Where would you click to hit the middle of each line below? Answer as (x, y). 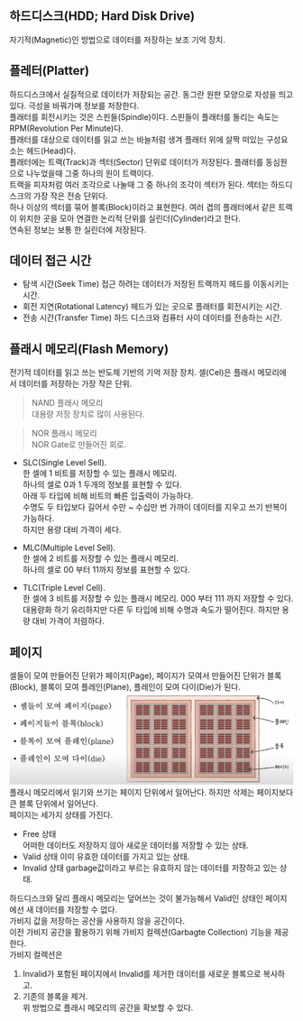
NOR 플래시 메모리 (64, 433)
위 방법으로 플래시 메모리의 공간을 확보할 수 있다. (108, 1007)
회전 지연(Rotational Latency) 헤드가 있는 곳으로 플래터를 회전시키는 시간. (152, 307)
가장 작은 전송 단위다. (70, 196)
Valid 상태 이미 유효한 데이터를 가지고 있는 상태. (106, 856)
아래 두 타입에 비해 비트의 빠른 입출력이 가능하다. (108, 496)
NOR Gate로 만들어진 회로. (78, 445)
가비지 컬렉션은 (36, 954)
